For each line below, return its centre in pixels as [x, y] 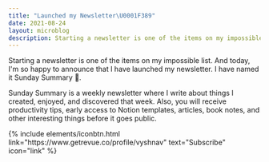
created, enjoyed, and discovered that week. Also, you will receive [117, 101]
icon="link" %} [33, 151]
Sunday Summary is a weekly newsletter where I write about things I [121, 93]
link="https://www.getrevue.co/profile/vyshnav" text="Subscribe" [117, 142]
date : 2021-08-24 [37, 23]
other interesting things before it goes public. [83, 119]
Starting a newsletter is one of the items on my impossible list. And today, [129, 61]
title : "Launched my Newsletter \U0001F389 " [82, 16]
